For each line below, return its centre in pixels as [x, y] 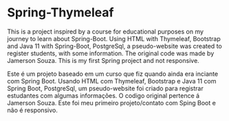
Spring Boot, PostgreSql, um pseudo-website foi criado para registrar [106, 88]
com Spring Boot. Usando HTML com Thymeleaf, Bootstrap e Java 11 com [112, 81]
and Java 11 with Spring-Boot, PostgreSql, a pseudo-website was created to [115, 46]
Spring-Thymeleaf [61, 13]
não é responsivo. [33, 110]
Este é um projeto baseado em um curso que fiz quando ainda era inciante [113, 74]
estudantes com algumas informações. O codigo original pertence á [103, 95]
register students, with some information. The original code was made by [111, 53]
